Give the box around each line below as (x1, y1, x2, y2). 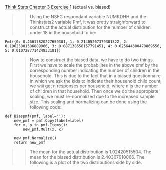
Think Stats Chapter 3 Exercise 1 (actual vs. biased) (5, 4, 111, 10)
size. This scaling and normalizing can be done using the (29, 99, 147, 105)
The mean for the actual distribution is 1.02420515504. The (29, 149, 152, 155)
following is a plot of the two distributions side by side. (29, 159, 142, 165)
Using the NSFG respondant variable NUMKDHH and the (29, 14, 146, 19)
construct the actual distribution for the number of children (29, 24, 151, 30)
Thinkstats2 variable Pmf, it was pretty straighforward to (29, 19, 146, 25)
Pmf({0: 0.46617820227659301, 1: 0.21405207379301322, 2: (5, 39, 128, 44)
